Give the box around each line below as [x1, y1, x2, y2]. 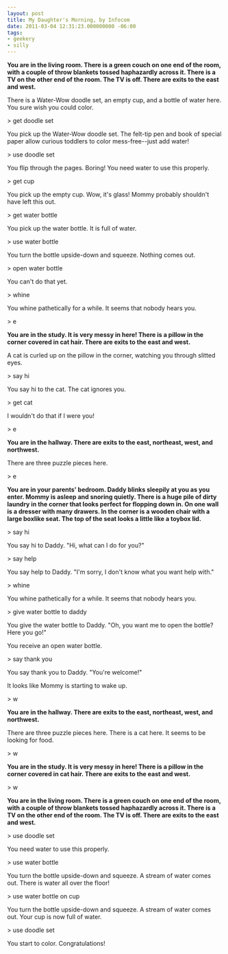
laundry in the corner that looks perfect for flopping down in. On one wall [7, 500, 219, 508]
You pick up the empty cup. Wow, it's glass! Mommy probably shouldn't [7, 190, 210, 198]
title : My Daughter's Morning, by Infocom [7, 16, 130, 23]
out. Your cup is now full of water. [7, 913, 102, 920]
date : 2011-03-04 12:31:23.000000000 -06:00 [7, 23, 136, 30]
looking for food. [7, 736, 54, 744]
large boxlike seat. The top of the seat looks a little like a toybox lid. [7, 515, 202, 522]
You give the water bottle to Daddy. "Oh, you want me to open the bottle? [7, 621, 214, 629]
